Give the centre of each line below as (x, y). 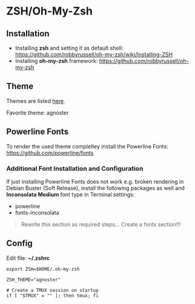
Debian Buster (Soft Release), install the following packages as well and (95, 188)
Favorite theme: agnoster (38, 113)
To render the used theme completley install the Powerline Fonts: (87, 146)
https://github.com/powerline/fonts (50, 153)
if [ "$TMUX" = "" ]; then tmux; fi (52, 296)
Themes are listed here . (36, 101)
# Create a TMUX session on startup (52, 290)
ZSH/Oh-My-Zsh (49, 11)
